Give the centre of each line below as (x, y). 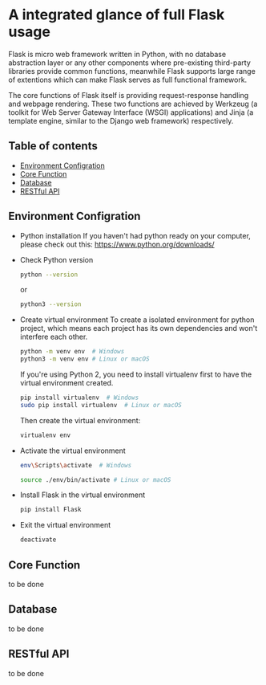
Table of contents (53, 146)
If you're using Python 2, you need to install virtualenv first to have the (136, 374)
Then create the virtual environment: (80, 420)
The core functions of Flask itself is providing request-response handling (129, 95)
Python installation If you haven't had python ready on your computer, (135, 235)
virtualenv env (45, 435)
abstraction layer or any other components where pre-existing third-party (129, 63)
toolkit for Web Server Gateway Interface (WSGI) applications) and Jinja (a (131, 112)
